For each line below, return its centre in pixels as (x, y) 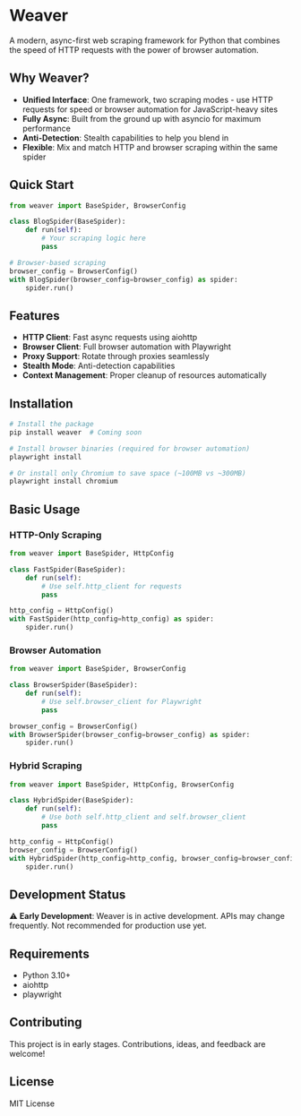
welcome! (27, 1053)
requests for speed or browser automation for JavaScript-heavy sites (150, 109)
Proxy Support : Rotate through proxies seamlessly (116, 356)
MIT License (32, 1103)
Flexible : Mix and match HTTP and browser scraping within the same (150, 147)
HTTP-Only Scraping (56, 535)
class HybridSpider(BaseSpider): (72, 801)
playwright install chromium (64, 481)
